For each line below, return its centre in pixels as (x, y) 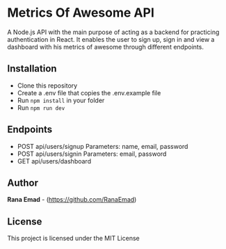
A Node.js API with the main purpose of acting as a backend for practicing (113, 32)
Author (23, 183)
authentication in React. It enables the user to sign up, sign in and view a (111, 39)
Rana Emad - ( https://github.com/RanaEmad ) (72, 200)
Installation (32, 69)
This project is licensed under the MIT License (74, 239)
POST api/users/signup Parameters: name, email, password (103, 146)
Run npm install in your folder (61, 100)
